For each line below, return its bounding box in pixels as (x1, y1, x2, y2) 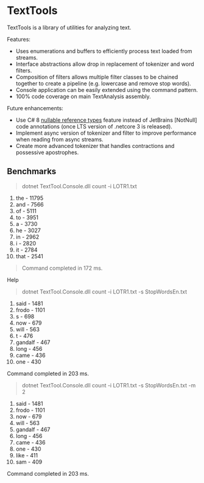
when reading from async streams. (15, 135, 104, 143)
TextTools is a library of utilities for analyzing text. (7, 24, 132, 31)
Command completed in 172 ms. (21, 264, 103, 272)
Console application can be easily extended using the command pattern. (15, 86, 199, 93)
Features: (7, 35, 31, 43)
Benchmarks (7, 166, 57, 177)
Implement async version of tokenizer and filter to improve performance (15, 129, 197, 136)
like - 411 (15, 451, 38, 459)
